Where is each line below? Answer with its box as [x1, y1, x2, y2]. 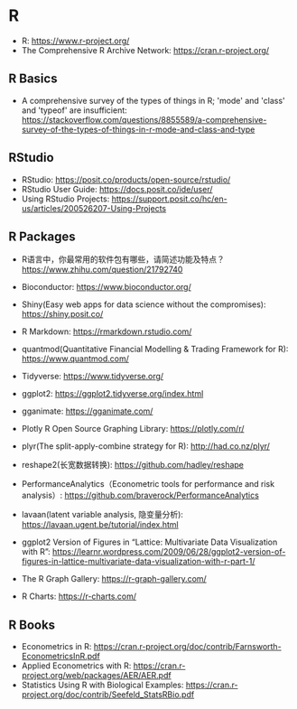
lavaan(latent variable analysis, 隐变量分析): [21, 509, 184, 520]
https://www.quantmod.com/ [21, 353, 130, 364]
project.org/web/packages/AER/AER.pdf [21, 670, 172, 681]
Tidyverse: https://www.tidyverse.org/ [21, 371, 164, 382]
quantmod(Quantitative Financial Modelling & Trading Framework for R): [21, 344, 289, 355]
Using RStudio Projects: [21, 193, 110, 204]
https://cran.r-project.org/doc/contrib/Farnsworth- [93, 641, 282, 652]
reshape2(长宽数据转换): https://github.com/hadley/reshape [21, 460, 245, 471]
